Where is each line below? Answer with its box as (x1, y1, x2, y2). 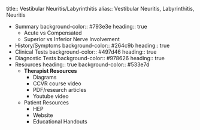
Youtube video (32, 92, 69, 100)
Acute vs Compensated (23, 29, 82, 36)
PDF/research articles (32, 86, 87, 93)
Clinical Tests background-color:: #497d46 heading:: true (14, 48, 157, 55)
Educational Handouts (32, 118, 88, 125)
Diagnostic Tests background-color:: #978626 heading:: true (14, 55, 165, 61)
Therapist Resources (23, 67, 77, 74)
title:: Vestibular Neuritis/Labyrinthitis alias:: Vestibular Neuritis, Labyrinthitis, (6, 5, 195, 12)
